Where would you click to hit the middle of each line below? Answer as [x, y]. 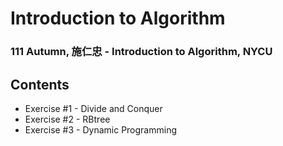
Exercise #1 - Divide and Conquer [93, 108]
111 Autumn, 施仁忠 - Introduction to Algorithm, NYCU [141, 52]
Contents [40, 84]
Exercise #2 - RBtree [67, 119]
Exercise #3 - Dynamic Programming [101, 129]
